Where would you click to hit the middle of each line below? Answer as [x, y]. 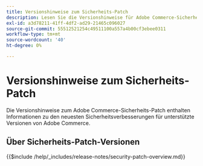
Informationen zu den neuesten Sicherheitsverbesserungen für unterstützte [100, 117]
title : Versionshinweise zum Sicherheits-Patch [67, 12]
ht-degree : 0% [24, 46]
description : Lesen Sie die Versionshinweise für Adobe [78, 18]
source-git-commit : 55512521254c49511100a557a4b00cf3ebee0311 [86, 29]
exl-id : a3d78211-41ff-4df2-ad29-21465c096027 [66, 23]
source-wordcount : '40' [36, 40]
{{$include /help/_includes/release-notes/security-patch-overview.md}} [96, 156]
